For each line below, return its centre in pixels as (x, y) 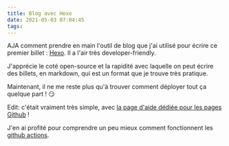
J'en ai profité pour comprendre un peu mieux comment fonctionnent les (110, 128)
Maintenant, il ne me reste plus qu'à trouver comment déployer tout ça (107, 87)
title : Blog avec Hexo (40, 13)
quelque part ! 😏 (31, 94)
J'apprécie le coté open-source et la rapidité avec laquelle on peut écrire (110, 66)
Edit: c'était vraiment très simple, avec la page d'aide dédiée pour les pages (115, 108)
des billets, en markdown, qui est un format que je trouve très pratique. (108, 73)
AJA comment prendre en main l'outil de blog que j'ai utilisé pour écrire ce (112, 46)
